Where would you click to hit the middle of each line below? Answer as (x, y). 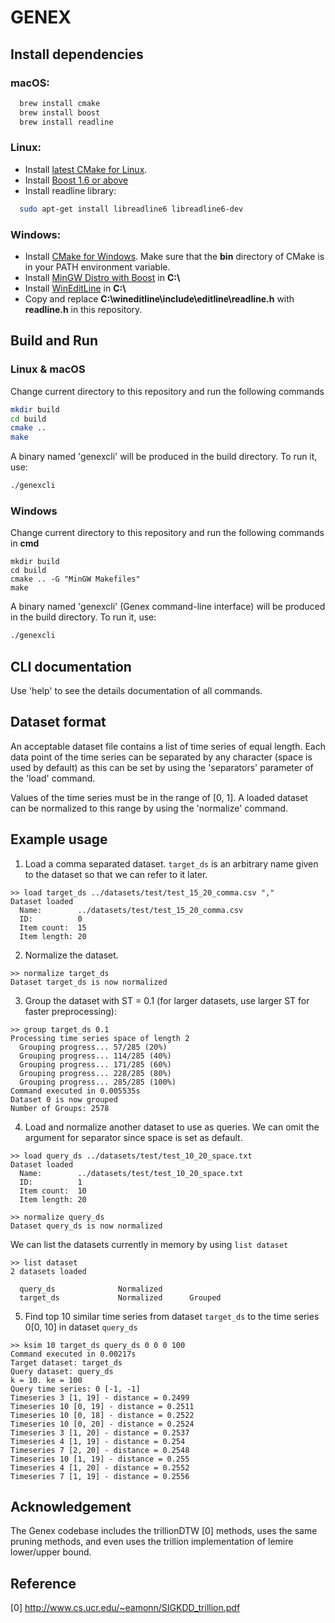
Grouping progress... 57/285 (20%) (93, 1047)
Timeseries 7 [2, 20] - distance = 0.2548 (100, 1450)
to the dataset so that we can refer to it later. (116, 874)
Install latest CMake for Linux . (86, 169)
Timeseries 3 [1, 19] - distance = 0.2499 (100, 1397)
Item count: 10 (53, 1191)
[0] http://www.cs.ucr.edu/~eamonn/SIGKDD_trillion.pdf (125, 1608)
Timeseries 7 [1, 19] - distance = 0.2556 (100, 1476)
